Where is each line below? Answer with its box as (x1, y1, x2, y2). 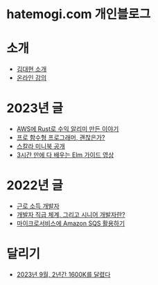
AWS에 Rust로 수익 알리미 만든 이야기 (16, 125, 119, 133)
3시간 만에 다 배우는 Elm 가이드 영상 (16, 150, 114, 159)
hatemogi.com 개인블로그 (6, 6, 151, 22)
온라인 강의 (16, 74, 47, 82)
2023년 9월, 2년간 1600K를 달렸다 (16, 270, 111, 278)
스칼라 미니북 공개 (16, 142, 65, 150)
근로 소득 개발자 (16, 202, 60, 210)
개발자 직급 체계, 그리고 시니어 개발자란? (16, 211, 125, 218)
